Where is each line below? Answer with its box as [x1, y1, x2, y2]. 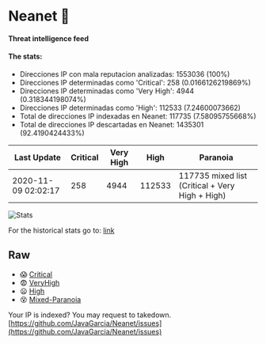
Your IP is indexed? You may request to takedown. [8, 310, 172, 319]
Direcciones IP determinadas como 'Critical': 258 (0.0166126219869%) [19, 77, 252, 87]
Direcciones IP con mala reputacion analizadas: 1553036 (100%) [19, 69, 230, 78]
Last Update [14, 152, 62, 163]
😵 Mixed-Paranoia [19, 294, 82, 304]
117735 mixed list [178, 170, 248, 181]
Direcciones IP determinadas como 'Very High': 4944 [19, 86, 195, 96]
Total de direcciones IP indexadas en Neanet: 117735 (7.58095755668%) [19, 111, 256, 121]
